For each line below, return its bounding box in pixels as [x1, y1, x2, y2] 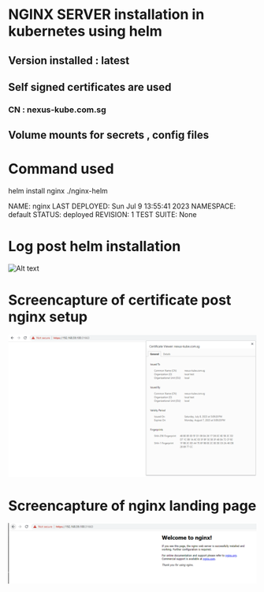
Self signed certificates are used [8, 81, 172, 94]
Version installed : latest [8, 54, 130, 67]
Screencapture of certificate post [8, 291, 232, 309]
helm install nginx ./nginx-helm [8, 186, 108, 196]
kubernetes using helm [8, 22, 163, 40]
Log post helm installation [8, 238, 181, 256]
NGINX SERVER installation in [8, 6, 205, 24]
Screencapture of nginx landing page [8, 496, 257, 515]
